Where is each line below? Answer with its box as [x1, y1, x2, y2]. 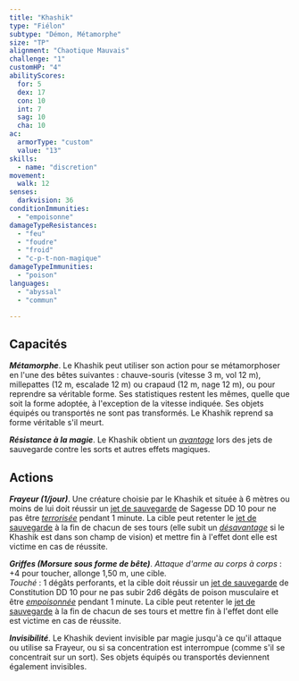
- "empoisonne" [17, 212, 74, 222]
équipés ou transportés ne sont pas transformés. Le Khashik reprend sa [9, 408, 274, 418]
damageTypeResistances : [9, 221, 98, 230]
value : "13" [17, 146, 62, 155]
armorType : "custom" [17, 138, 94, 147]
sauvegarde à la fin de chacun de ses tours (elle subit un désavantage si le [9, 522, 286, 533]
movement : [9, 171, 46, 180]
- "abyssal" [17, 287, 62, 296]
